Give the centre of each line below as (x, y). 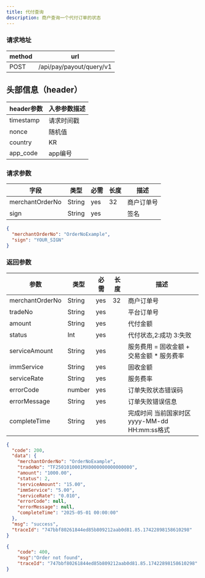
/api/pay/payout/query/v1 (75, 67)
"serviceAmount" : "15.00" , (52, 484)
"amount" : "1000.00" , (45, 473)
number (79, 390)
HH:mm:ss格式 (149, 430)
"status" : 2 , (34, 478)
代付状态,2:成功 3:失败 (160, 335)
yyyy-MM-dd (148, 421)
